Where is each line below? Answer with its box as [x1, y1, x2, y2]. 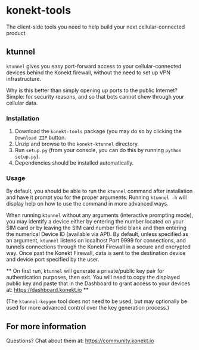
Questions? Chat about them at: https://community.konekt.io [6, 337, 154, 345]
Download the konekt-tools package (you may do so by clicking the [14, 128, 182, 135]
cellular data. [6, 99, 38, 106]
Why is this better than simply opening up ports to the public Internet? [6, 87, 178, 94]
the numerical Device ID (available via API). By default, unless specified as [6, 231, 189, 238]
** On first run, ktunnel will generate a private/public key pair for [6, 267, 165, 275]
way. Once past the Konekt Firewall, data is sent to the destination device [6, 250, 186, 257]
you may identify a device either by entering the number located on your [6, 218, 184, 225]
